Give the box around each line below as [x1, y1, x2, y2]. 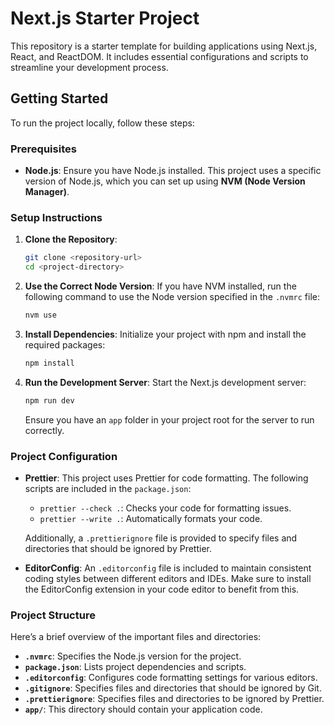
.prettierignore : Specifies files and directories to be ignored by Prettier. [24, 693, 325, 705]
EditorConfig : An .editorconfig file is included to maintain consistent [24, 562, 312, 574]
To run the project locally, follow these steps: [10, 117, 195, 129]
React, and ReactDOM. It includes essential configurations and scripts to [10, 50, 309, 62]
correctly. [24, 424, 65, 436]
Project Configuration [10, 449, 118, 463]
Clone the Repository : [24, 233, 118, 246]
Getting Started [10, 90, 109, 107]
